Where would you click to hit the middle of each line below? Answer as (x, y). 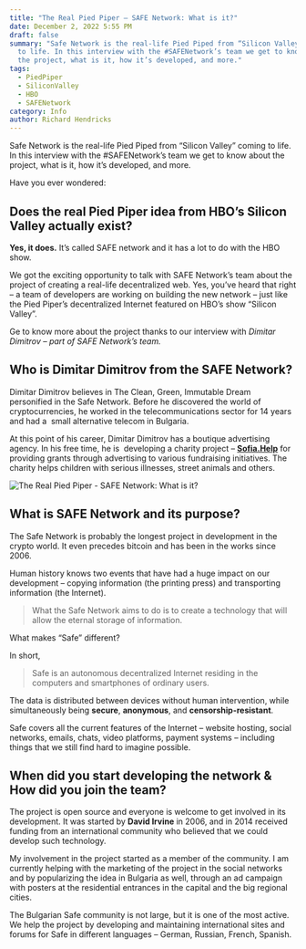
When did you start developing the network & (141, 775)
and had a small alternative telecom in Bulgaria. (99, 421)
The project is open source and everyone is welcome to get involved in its (148, 812)
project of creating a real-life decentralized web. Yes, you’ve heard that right (153, 285)
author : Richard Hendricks (61, 120)
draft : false (34, 35)
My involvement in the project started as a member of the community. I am (149, 859)
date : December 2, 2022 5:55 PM (71, 26)
